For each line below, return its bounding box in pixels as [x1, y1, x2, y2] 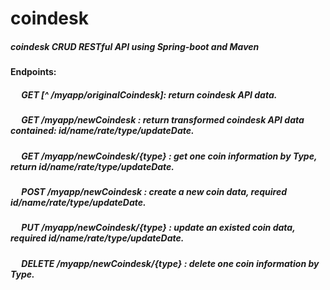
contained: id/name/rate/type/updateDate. [10, 125, 195, 137]
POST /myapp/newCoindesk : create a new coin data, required [21, 185, 288, 197]
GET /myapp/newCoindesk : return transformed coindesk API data [21, 114, 305, 126]
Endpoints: [10, 66, 57, 78]
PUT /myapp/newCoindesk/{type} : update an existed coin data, [21, 222, 296, 234]
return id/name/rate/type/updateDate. [10, 160, 175, 172]
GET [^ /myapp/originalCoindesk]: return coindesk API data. [21, 88, 278, 101]
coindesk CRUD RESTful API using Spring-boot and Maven [10, 40, 260, 52]
